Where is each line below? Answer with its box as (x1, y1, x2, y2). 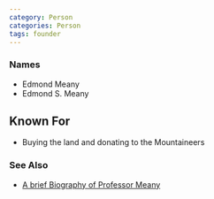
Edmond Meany (21, 79, 80, 89)
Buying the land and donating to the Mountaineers (21, 137, 205, 148)
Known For (9, 114, 71, 129)
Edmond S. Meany (21, 88, 89, 98)
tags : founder (9, 29, 62, 38)
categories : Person (9, 21, 81, 30)
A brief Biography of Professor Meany (21, 179, 161, 190)
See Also (9, 159, 49, 172)
